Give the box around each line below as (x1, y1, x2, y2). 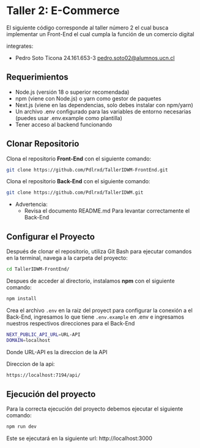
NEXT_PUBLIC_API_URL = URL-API (6, 332, 81, 338)
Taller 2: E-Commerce (6, 4, 120, 18)
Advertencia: (15, 200, 48, 208)
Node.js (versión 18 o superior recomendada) (15, 88, 130, 96)
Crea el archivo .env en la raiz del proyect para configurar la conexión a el (6, 306, 193, 314)
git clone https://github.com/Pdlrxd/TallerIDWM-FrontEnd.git (6, 167, 168, 173)
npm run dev (6, 423, 37, 430)
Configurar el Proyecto (6, 231, 95, 242)
